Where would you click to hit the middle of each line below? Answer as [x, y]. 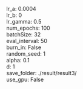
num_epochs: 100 [28, 28]
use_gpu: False [25, 79]
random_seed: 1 [26, 54]
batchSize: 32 [24, 35]
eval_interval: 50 [27, 41]
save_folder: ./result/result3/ [41, 73]
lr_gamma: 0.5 [24, 21]
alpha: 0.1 [18, 60]
